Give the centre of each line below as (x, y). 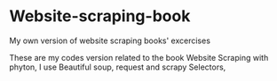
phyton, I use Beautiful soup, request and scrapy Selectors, (118, 67)
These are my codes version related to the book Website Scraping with (139, 57)
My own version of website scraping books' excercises (110, 40)
